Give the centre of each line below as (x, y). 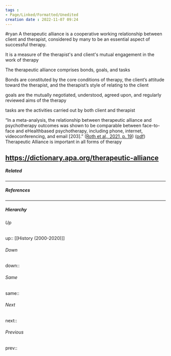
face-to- (151, 126)
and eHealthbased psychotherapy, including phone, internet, (79, 131)
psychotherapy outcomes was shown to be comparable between (73, 126)
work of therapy (22, 60)
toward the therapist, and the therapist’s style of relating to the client (77, 85)
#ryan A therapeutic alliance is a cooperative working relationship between (84, 34)
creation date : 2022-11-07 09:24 (42, 19)
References (18, 190)
